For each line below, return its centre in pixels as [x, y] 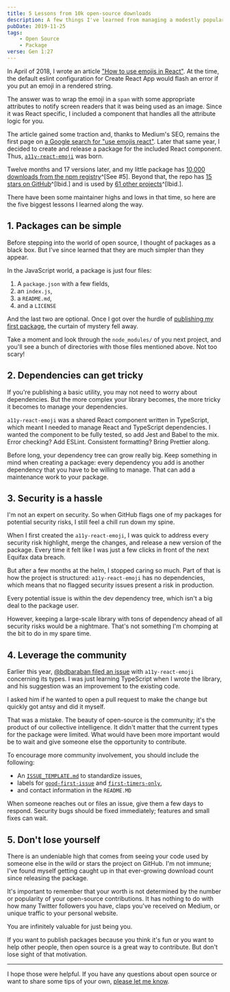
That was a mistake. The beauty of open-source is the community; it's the [111, 720]
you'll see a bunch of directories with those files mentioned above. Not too [112, 346]
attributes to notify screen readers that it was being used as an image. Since [115, 106]
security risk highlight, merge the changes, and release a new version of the [114, 543]
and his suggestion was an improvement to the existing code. [93, 686]
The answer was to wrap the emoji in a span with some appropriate [101, 99]
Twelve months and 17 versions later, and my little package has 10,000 [106, 169]
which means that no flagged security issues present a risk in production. [111, 585]
